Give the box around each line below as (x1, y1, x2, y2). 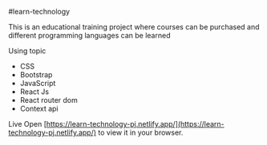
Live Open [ (8, 120, 47, 128)
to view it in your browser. (98, 127, 184, 137)
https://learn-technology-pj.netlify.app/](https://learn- (46, 120, 225, 128)
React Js (19, 87, 50, 96)
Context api (19, 104, 59, 113)
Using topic (8, 46, 47, 55)
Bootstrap (19, 70, 53, 79)
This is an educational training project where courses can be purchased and (8, 22, 260, 31)
